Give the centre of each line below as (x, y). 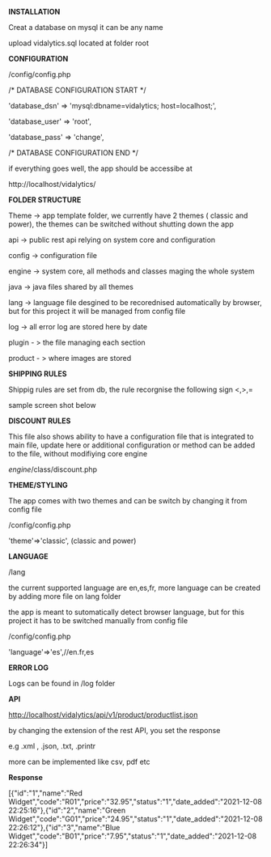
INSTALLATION (34, 12)
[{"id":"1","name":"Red (46, 793)
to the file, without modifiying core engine (78, 454)
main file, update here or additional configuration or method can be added (132, 445)
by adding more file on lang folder (65, 596)
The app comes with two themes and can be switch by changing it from (128, 501)
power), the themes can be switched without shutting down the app (121, 224)
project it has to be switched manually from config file (98, 621)
